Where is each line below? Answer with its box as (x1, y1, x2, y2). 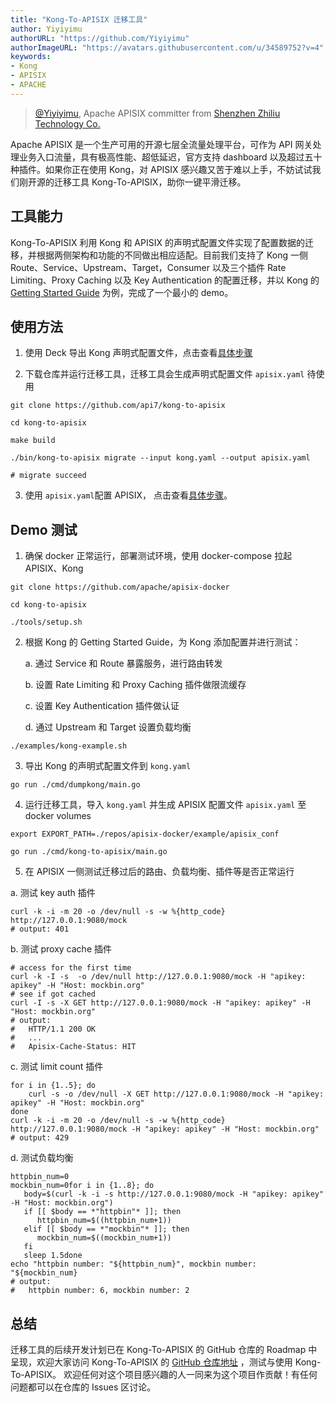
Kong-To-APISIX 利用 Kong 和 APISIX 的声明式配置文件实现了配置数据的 (10, 236, 305, 248)
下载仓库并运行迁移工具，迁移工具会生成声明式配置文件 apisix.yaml (24, 368, 305, 380)
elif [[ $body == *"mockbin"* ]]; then (23, 1224, 190, 1235)
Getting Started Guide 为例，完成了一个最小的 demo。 (10, 286, 234, 298)
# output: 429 (10, 1133, 70, 1143)
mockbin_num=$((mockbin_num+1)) (36, 1233, 172, 1243)
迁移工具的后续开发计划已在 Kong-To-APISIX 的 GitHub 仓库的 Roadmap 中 (10, 1344, 318, 1355)
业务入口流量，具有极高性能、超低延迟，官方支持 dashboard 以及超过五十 (18, 151, 323, 163)
